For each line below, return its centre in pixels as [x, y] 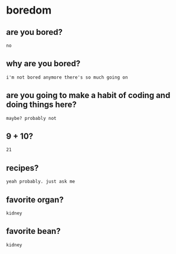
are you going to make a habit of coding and [88, 95]
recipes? [22, 168]
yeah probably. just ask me [41, 182]
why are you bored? [43, 63]
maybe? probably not [32, 118]
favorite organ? [35, 199]
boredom [29, 10]
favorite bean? [33, 231]
